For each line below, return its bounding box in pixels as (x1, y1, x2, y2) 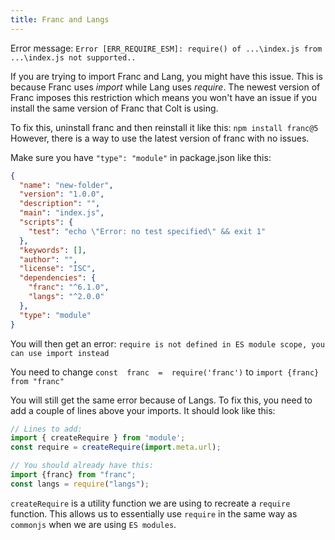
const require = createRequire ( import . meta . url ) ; (10, 442, 222, 453)
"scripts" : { (19, 217, 74, 227)
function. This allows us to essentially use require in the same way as (10, 507, 298, 520)
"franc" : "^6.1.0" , (28, 282, 110, 293)
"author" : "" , (19, 254, 78, 265)
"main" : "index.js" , (19, 208, 105, 218)
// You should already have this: (10, 461, 155, 471)
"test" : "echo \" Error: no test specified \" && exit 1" (28, 226, 267, 236)
